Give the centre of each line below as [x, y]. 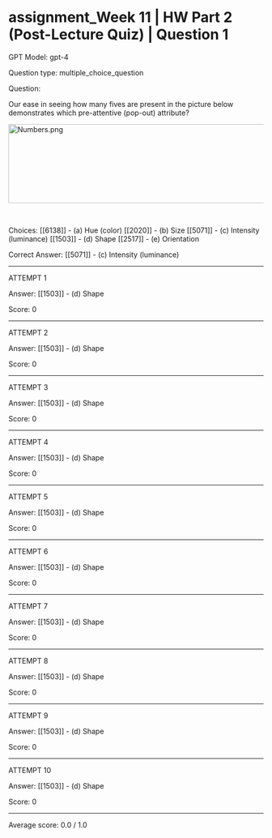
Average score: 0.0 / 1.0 [48, 825]
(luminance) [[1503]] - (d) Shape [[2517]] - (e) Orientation [104, 238]
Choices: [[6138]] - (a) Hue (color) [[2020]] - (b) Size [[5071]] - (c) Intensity [134, 230]
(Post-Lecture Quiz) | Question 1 [119, 34]
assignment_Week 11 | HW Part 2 [121, 17]
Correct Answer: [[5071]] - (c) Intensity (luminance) [94, 254]
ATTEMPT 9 [28, 715]
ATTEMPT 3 [28, 387]
